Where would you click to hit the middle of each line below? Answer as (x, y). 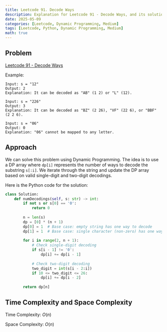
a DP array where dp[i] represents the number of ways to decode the (77, 165)
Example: (15, 75)
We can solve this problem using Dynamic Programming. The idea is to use (82, 159)
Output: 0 (15, 128)
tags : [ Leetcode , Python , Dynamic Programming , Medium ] (64, 28)
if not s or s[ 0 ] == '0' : (50, 203)
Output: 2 (15, 88)
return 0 (41, 208)
